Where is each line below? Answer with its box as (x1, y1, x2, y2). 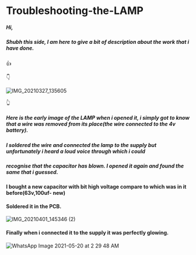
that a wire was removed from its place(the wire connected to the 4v (6, 121, 176, 128)
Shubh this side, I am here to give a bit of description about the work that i (6, 39, 190, 46)
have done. (6, 45, 34, 52)
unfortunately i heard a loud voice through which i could (6, 148, 146, 155)
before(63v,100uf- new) (6, 190, 66, 197)
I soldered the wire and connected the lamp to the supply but (6, 141, 157, 148)
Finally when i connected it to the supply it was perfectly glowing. (6, 229, 169, 236)
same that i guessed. (6, 168, 58, 176)
